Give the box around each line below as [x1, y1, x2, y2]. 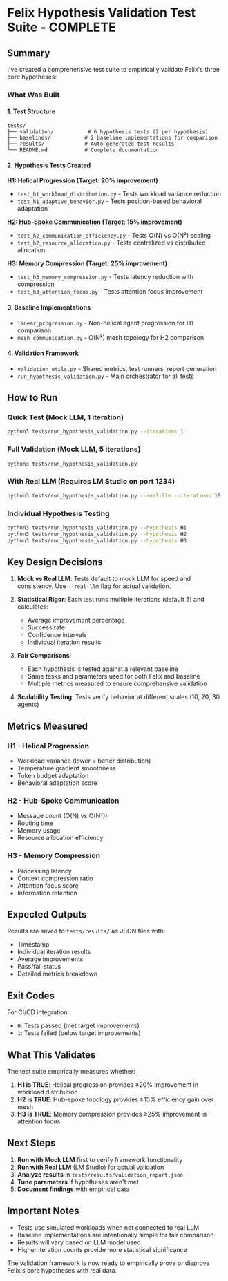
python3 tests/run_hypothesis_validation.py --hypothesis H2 [7, 531, 187, 538]
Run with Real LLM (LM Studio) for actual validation [17, 1163, 164, 1171]
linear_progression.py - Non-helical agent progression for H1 [17, 319, 194, 327]
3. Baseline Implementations [7, 303, 91, 312]
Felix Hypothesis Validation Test [7, 5, 196, 21]
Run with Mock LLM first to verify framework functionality [17, 1155, 183, 1164]
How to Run [7, 392, 58, 404]
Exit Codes [7, 989, 55, 1001]
